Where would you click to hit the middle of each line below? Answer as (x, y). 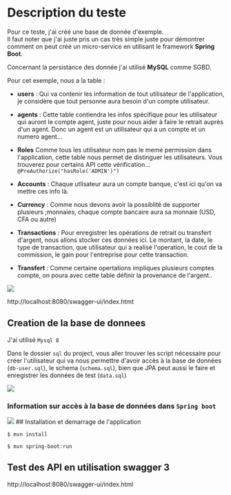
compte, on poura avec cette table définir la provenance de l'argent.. (114, 275)
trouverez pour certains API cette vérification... (83, 164)
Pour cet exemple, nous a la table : (56, 80)
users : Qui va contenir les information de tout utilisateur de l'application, (121, 94)
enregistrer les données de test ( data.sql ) (67, 375)
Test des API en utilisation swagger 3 (89, 468)
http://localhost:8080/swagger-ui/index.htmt (71, 301)
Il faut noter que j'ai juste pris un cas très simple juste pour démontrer (106, 39)
